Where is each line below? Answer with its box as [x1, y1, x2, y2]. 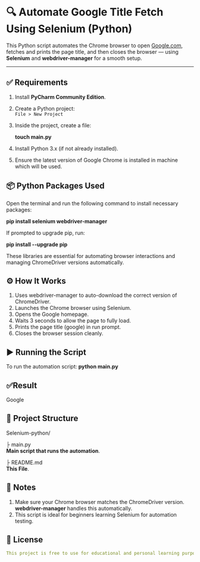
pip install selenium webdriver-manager [6, 217, 108, 225]
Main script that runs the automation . [6, 447, 100, 454]
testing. [14, 517, 34, 524]
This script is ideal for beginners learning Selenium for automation [14, 511, 177, 518]
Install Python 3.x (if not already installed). [14, 145, 118, 152]
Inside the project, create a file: [14, 121, 92, 129]
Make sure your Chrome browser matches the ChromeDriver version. [14, 498, 185, 505]
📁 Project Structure [6, 413, 79, 423]
